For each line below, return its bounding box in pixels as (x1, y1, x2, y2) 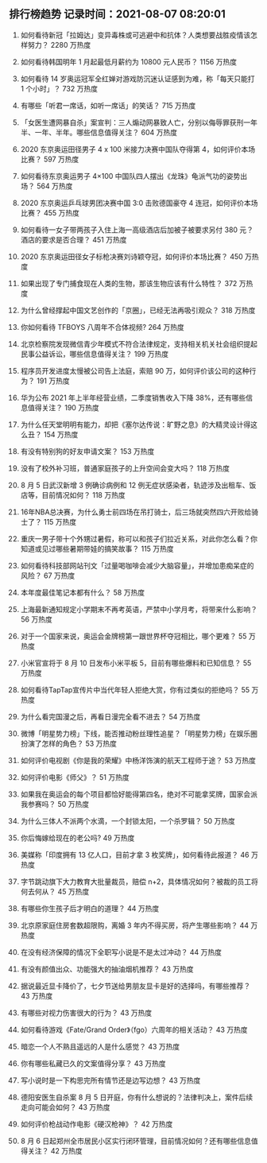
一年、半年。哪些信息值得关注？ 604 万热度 (34, 127, 178, 137)
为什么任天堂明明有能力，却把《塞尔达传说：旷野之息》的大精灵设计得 (20, 420, 251, 429)
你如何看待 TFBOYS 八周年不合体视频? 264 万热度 (20, 322, 185, 331)
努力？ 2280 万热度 (27, 40, 91, 49)
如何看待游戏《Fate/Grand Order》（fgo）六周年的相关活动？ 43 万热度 (20, 1025, 249, 1034)
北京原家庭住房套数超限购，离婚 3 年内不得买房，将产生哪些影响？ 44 (20, 921, 250, 930)
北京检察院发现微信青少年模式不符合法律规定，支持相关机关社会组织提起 (20, 339, 257, 348)
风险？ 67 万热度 (20, 571, 75, 580)
